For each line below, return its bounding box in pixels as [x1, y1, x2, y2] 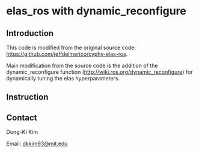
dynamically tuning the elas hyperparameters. [6, 75, 120, 82]
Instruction [6, 92, 49, 103]
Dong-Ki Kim [6, 128, 38, 136]
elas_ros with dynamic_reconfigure [6, 4, 186, 18]
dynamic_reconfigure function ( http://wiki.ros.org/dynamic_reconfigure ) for [6, 68, 193, 76]
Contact [6, 112, 37, 122]
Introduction [6, 28, 54, 38]
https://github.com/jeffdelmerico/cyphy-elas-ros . [6, 50, 128, 58]
